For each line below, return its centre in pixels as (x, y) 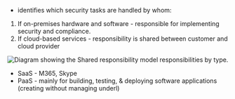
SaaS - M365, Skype (47, 73)
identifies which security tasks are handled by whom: (94, 10)
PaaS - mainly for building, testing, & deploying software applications (117, 81)
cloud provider (39, 46)
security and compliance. (54, 31)
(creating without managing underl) (68, 88)
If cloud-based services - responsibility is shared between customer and (122, 39)
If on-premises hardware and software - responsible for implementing (118, 24)
